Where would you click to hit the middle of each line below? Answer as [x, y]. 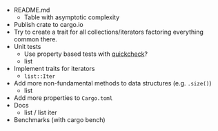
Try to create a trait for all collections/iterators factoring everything [108, 32]
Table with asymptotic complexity [72, 17]
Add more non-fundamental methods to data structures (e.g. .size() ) [112, 83]
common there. [35, 39]
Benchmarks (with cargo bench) [59, 120]
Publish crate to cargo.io [49, 24]
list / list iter [40, 112]
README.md [32, 10]
